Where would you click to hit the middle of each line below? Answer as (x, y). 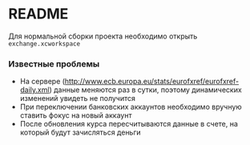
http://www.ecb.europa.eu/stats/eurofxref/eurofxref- (151, 82)
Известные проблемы (54, 63)
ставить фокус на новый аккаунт (76, 115)
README (38, 14)
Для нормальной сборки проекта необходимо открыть (103, 36)
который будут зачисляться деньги (81, 132)
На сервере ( (42, 82)
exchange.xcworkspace (44, 44)
